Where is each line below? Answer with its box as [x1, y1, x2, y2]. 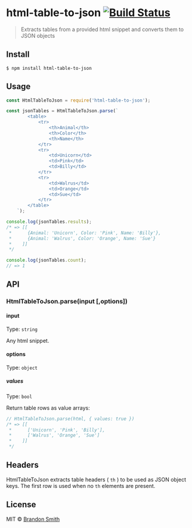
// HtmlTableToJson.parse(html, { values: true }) [6, 416, 135, 422]
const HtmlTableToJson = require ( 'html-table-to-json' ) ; [6, 97, 151, 103]
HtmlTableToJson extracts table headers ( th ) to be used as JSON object [6, 475, 187, 483]
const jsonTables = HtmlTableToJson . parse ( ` [6, 108, 119, 114]
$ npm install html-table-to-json [6, 65, 92, 71]
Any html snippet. [6, 337, 49, 344]
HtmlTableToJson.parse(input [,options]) [6, 297, 128, 306]
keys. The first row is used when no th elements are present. [6, 482, 156, 489]
